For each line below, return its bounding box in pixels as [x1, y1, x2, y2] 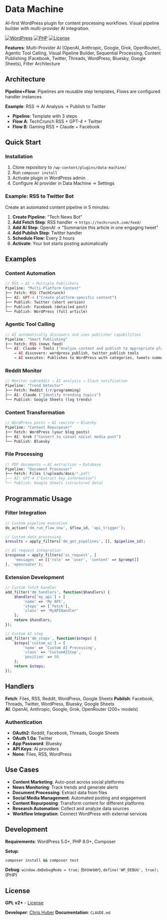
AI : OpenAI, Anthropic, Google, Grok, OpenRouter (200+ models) [5, 706, 138, 712]
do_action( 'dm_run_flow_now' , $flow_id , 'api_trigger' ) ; [5, 525, 126, 530]
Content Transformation [5, 409, 65, 416]
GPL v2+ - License [5, 900, 44, 906]
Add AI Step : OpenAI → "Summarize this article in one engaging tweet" [12, 224, 159, 230]
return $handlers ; [14, 618, 52, 623]
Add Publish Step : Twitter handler [12, 230, 83, 236]
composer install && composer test [5, 858, 79, 863]
